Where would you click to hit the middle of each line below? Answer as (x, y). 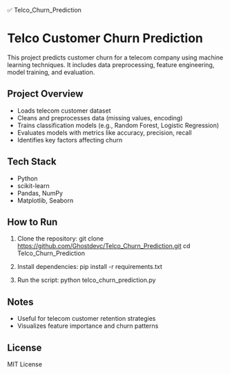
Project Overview (45, 94)
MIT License (25, 364)
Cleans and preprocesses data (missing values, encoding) (100, 118)
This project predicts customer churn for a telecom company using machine (115, 57)
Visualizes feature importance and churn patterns (88, 326)
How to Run (32, 222)
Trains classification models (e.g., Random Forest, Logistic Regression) (118, 125)
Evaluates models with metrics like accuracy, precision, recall (104, 132)
